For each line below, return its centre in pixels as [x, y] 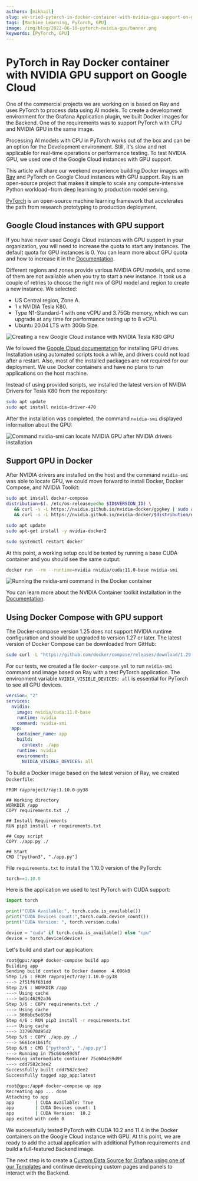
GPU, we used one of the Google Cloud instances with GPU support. [89, 159]
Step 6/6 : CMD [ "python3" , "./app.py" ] [57, 1048]
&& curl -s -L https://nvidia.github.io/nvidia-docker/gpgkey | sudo [101, 509]
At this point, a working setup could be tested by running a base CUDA [92, 553]
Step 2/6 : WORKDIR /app [37, 988]
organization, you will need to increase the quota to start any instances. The [98, 246]
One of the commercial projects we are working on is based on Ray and [93, 104]
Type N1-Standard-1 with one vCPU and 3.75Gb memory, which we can [101, 312]
